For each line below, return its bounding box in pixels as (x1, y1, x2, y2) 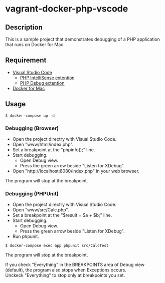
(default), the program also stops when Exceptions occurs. (5, 267, 126, 273)
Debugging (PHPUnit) (5, 190, 59, 197)
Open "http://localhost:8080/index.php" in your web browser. (12, 168, 139, 174)
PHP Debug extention (20, 80, 65, 86)
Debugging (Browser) (5, 125, 59, 132)
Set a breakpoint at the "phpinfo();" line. (12, 146, 95, 153)
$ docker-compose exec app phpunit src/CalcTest (5, 243, 109, 248)
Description (5, 23, 43, 32)
